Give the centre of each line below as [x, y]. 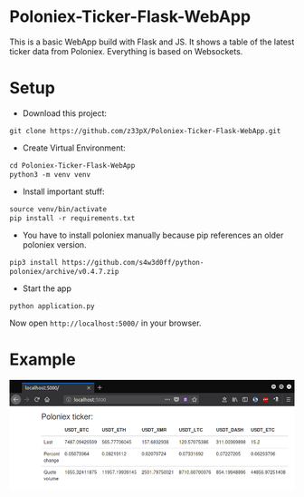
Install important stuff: [63, 191]
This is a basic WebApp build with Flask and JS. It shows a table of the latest [152, 42]
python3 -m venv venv [50, 174]
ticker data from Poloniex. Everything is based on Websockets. [126, 51]
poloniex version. [55, 244]
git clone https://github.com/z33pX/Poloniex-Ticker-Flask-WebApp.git [145, 131]
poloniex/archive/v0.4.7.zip [64, 271]
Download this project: [64, 113]
